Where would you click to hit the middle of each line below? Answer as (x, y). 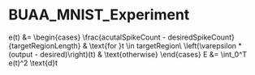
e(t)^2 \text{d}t (33, 63)
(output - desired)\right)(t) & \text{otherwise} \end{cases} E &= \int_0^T (128, 54)
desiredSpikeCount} (201, 37)
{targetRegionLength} (45, 45)
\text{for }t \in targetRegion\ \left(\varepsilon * (165, 45)
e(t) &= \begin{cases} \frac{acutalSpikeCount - (87, 37)
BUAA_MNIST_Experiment (99, 15)
